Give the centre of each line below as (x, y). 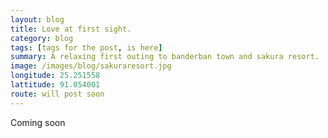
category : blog (42, 38)
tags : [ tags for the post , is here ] (86, 47)
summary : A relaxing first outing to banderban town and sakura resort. (165, 57)
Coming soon (38, 122)
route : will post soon (57, 94)
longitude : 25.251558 (55, 76)
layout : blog (37, 19)
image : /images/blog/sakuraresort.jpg (91, 66)
